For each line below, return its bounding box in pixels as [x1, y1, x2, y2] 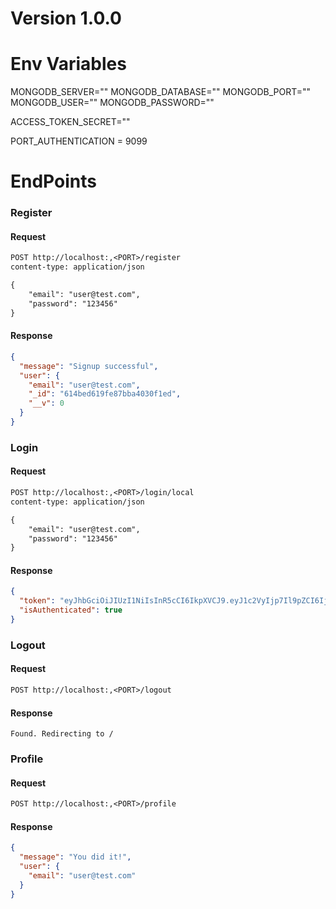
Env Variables [10, 53, 127, 76]
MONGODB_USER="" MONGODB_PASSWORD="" [10, 97, 215, 109]
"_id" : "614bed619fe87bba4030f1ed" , [28, 389, 182, 399]
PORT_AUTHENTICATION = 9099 [10, 135, 148, 147]
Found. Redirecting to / [10, 729, 114, 739]
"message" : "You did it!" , [19, 852, 132, 862]
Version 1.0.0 [10, 7, 122, 30]
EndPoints [10, 170, 97, 193]
